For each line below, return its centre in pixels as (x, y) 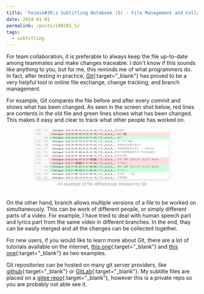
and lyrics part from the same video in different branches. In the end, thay (99, 222)
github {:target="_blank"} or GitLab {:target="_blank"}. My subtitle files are (98, 272)
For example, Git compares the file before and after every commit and (93, 101)
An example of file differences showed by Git (102, 184)
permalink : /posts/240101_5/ (43, 26)
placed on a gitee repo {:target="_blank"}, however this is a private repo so (99, 278)
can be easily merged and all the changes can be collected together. (92, 228)
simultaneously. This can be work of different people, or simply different (97, 209)
